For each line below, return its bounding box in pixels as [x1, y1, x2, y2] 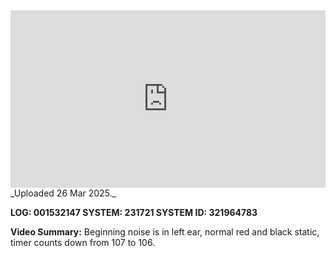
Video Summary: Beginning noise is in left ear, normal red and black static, [10, 225, 320, 238]
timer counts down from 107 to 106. [10, 236, 156, 248]
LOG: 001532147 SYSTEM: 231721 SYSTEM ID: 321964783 [10, 206, 258, 218]
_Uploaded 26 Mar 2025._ [10, 187, 117, 199]
